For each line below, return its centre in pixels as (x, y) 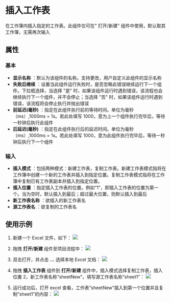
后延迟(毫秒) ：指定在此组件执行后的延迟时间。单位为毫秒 (73, 129)
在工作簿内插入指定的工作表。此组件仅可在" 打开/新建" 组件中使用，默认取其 (86, 26)
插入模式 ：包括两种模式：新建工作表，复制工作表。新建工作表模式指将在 (89, 168)
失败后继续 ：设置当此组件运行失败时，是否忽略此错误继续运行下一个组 (87, 84)
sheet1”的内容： (36, 294)
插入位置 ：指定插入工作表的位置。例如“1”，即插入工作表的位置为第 (83, 187)
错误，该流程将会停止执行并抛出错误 (51, 103)
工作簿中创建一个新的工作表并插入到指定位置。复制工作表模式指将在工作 (89, 175)
